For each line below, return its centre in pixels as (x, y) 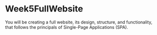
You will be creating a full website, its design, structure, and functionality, (79, 22)
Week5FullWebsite (44, 9)
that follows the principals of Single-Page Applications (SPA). (67, 27)
